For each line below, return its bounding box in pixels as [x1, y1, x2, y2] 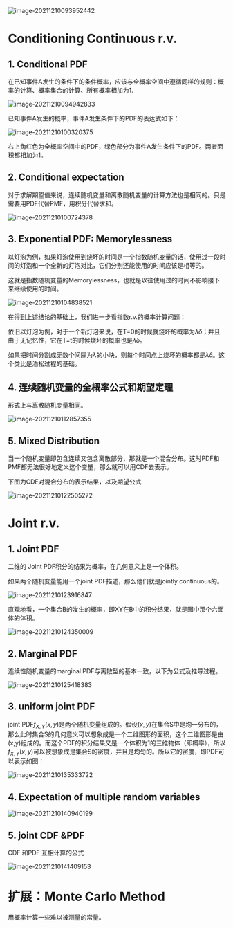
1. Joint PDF [8, 543, 59, 555]
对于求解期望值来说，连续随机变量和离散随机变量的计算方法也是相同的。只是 [8, 190, 226, 199]
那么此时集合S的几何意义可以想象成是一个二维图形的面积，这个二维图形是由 [8, 730, 224, 738]
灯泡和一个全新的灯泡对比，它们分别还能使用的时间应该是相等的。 [19, 261, 208, 269]
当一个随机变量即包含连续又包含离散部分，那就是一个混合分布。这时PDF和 [8, 454, 220, 463]
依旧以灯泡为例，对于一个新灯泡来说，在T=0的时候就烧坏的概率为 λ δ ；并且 [8, 327, 221, 336]
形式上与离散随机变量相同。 [8, 401, 87, 410]
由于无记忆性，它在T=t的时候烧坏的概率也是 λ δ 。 [8, 336, 147, 344]
